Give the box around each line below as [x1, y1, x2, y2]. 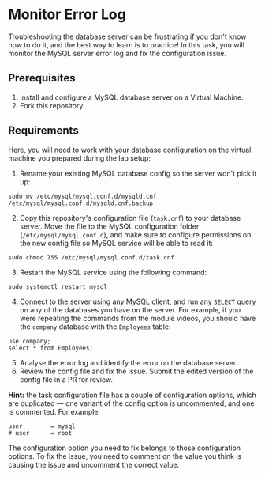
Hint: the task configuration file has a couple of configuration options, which [8, 390, 256, 399]
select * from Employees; [8, 344, 93, 352]
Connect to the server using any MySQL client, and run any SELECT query [19, 297, 256, 306]
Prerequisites [8, 71, 76, 85]
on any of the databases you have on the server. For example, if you [19, 305, 241, 314]
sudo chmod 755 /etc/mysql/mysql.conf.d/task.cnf [8, 253, 175, 262]
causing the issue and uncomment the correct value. [8, 460, 180, 469]
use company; [8, 337, 51, 345]
